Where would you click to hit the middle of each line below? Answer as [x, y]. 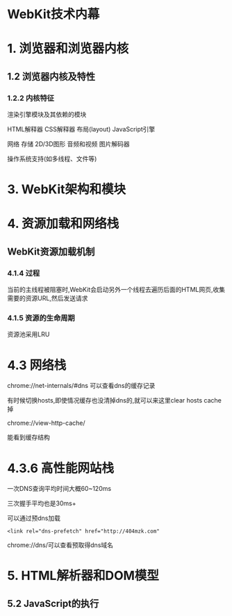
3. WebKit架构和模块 [67, 189]
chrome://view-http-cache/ [46, 423]
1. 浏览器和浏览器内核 [68, 49]
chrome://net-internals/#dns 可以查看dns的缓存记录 [81, 386]
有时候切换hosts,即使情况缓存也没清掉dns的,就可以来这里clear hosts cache [115, 400]
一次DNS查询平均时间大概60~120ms [59, 489]
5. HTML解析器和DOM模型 [83, 576]
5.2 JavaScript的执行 [53, 603]
